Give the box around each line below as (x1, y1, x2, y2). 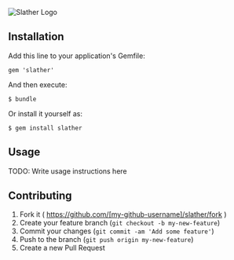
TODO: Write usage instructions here (8, 166, 127, 176)
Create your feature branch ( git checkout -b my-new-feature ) (19, 218, 221, 228)
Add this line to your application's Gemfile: (8, 51, 145, 60)
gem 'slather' (8, 66, 55, 74)
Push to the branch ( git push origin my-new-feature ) (19, 235, 194, 244)
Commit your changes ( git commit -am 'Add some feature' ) (19, 226, 214, 236)
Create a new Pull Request (19, 244, 106, 253)
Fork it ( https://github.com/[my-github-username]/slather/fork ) (19, 210, 227, 219)
